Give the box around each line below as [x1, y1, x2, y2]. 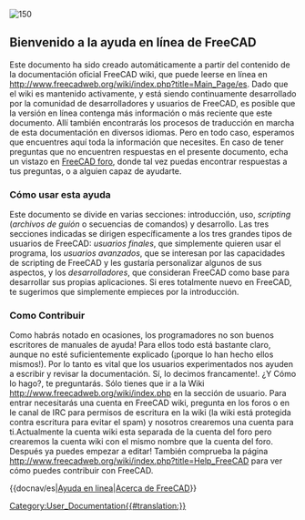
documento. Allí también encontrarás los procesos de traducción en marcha [9, 117, 295, 127]
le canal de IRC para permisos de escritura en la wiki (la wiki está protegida [9, 407, 291, 418]
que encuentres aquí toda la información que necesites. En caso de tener [9, 137, 284, 148]
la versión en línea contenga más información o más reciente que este [9, 107, 273, 118]
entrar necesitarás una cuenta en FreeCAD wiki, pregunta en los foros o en [9, 397, 290, 409]
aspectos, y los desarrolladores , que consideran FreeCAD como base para [9, 267, 290, 278]
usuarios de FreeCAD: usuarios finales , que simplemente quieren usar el [9, 238, 281, 250]
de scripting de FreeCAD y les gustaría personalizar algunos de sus [9, 258, 262, 269]
